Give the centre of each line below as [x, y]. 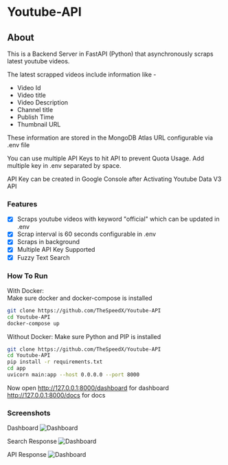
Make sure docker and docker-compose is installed [80, 298]
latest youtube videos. [38, 61]
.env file [19, 145]
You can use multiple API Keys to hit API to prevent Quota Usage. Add [106, 158]
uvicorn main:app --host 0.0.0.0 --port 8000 [73, 375]
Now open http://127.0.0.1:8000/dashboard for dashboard [88, 388]
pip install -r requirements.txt [55, 362]
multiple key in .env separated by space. [64, 165]
